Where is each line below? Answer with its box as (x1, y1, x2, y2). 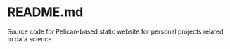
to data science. (7, 34, 54, 43)
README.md (7, 4, 84, 20)
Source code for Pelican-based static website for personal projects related (7, 27, 224, 36)
